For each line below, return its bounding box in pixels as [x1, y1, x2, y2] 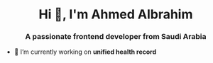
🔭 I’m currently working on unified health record [13, 47, 157, 56]
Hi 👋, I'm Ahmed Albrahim [38, 6, 193, 23]
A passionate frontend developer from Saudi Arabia [24, 32, 207, 42]
